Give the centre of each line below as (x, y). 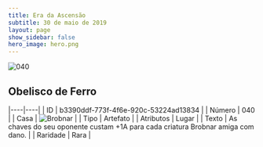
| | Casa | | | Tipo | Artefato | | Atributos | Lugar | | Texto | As (123, 118)
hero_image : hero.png (44, 45)
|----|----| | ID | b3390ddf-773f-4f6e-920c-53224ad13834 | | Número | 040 (131, 109)
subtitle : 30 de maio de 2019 (58, 23)
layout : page (29, 30)
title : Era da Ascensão (47, 15)
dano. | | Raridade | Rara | (50, 134)
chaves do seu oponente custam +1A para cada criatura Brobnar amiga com (131, 127)
